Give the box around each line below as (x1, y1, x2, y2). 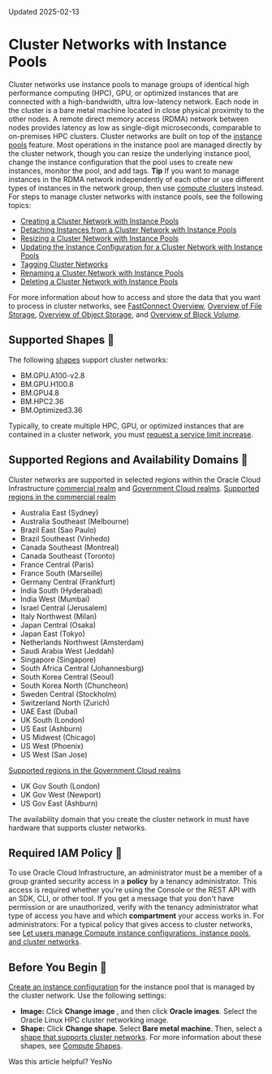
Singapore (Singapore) (19, 654, 97, 664)
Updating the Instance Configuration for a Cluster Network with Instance (19, 241, 263, 251)
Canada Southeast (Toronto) (19, 550, 115, 560)
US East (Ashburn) (19, 724, 83, 733)
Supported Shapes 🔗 (8, 333, 115, 347)
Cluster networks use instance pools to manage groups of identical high (8, 79, 249, 89)
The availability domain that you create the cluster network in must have (8, 814, 250, 824)
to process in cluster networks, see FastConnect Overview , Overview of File (8, 301, 262, 311)
